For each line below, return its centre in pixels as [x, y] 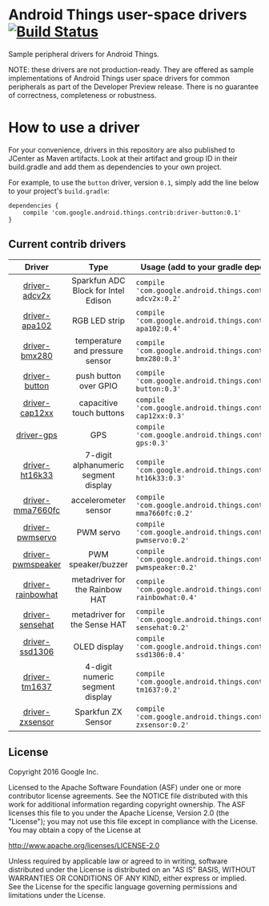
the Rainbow [98, 589]
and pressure [98, 351]
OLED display [98, 646]
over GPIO [98, 385]
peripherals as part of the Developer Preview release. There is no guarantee [133, 87]
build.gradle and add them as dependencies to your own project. [115, 167]
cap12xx [36, 412]
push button [98, 376]
